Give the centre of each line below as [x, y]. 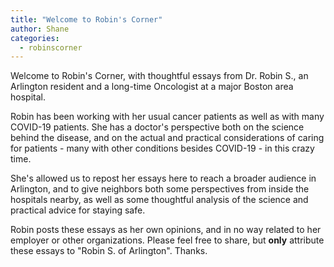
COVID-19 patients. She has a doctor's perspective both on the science [157, 127]
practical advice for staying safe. [78, 210]
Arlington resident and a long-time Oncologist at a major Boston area [152, 87]
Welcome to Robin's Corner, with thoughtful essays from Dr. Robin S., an [159, 76]
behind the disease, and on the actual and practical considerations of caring [167, 138]
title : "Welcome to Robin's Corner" [86, 19]
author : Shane [40, 29]
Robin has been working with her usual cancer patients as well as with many [167, 117]
